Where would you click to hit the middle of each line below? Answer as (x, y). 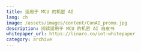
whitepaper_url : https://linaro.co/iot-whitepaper (71, 34)
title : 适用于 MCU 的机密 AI (40, 12)
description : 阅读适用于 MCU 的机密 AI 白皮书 (61, 28)
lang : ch (17, 17)
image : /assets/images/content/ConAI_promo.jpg (67, 23)
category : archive (29, 39)
